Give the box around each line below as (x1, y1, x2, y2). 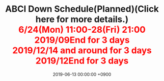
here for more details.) (35, 14, 129, 25)
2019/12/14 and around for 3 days (12, 45, 152, 56)
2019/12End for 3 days (35, 55, 129, 66)
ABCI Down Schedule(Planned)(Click (5, 3, 159, 15)
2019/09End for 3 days (34, 35, 130, 46)
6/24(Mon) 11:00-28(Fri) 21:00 (18, 24, 146, 35)
